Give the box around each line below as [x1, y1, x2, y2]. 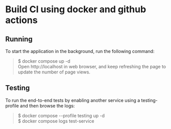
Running [5, 35, 33, 43]
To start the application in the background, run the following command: [5, 48, 155, 54]
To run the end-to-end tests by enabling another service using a [5, 97, 140, 103]
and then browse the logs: [20, 102, 75, 109]
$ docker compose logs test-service [17, 118, 94, 124]
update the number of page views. [17, 69, 91, 75]
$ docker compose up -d [17, 58, 70, 64]
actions [5, 14, 38, 26]
